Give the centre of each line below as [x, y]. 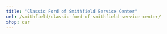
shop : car [18, 22]
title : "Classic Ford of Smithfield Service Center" [72, 11]
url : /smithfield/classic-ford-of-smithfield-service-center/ [83, 17]
